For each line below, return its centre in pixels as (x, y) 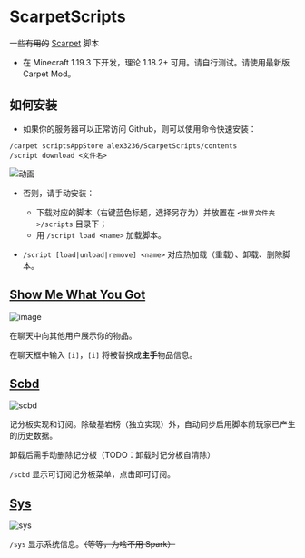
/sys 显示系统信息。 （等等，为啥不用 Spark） (93, 544)
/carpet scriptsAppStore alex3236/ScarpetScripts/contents (123, 146)
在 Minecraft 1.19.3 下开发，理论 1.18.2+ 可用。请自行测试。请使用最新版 (156, 62)
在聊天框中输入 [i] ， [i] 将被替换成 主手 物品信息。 (103, 354)
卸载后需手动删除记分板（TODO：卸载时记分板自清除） (113, 455)
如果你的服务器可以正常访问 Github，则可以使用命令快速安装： (139, 128)
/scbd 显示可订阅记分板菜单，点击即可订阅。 (92, 474)
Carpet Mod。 (49, 74)
